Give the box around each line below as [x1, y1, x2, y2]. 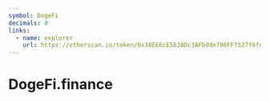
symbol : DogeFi [8, 11, 59, 20]
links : [8, 26, 30, 34]
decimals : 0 [8, 19, 48, 27]
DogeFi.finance [8, 76, 114, 94]
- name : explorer [15, 33, 74, 42]
